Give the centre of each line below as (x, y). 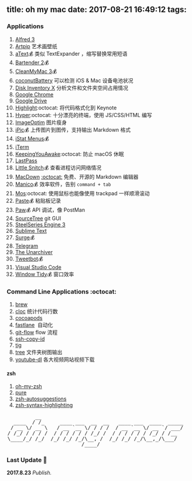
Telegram (27, 246)
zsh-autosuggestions (41, 399)
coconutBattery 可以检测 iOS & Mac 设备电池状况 (74, 80)
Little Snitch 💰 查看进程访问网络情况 (58, 168)
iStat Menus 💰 (32, 138)
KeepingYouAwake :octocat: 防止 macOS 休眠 (69, 154)
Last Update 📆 (27, 460)
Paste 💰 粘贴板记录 (38, 201)
